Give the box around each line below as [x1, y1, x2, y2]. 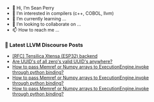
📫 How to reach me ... [12, 27, 59, 33]
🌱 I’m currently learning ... [12, 16, 67, 21]
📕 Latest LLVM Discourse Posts [5, 41, 83, 48]
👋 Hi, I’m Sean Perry [12, 5, 54, 11]
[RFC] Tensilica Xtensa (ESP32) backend [12, 53, 98, 59]
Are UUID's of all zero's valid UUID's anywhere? [12, 59, 113, 65]
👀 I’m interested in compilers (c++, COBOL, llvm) [12, 10, 114, 16]
